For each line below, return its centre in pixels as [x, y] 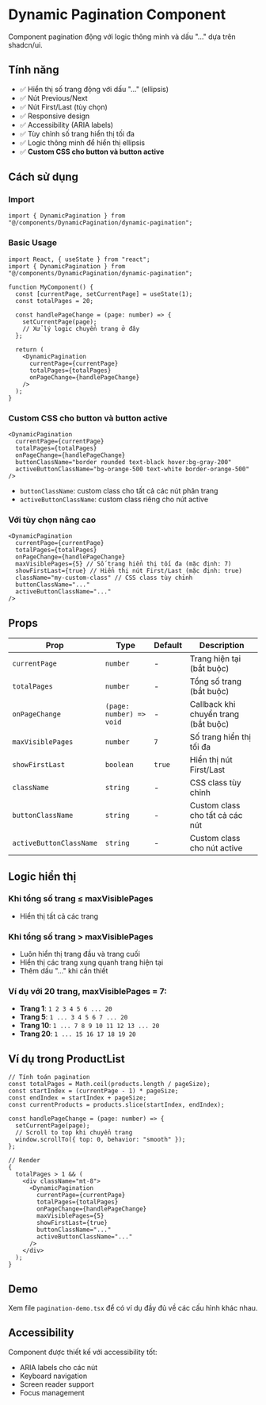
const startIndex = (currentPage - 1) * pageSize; [93, 1091]
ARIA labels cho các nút [59, 1367]
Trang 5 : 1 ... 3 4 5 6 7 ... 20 [74, 1017]
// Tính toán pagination [49, 1077]
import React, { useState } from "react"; [79, 259]
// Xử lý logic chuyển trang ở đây [81, 328]
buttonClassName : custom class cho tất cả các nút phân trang [119, 491]
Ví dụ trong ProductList [66, 1059]
